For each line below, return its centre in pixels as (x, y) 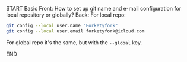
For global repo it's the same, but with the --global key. (74, 42)
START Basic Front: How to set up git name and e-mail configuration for (94, 9)
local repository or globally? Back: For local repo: (66, 15)
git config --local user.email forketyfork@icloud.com (75, 31)
